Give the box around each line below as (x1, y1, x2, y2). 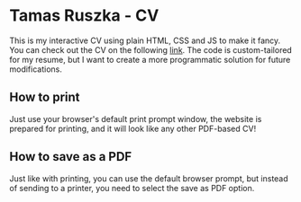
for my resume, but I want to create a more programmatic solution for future (9, 54, 291, 65)
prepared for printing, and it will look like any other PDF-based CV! (9, 123, 257, 134)
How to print (9, 90, 80, 105)
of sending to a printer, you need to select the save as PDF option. (9, 182, 255, 193)
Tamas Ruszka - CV (9, 5, 160, 26)
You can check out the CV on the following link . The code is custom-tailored (9, 44, 293, 55)
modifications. (9, 64, 63, 75)
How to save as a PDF (9, 149, 132, 164)
